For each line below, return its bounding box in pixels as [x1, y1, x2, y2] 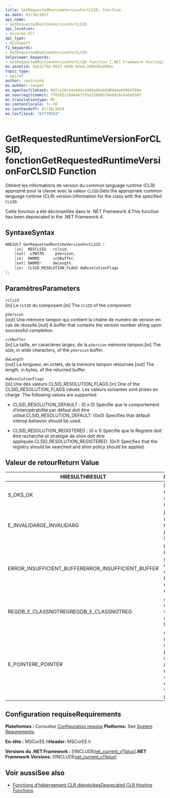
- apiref [5, 74, 24, 79]
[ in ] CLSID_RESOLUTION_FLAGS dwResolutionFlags [14, 265, 119, 271]
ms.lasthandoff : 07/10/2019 [5, 107, 65, 112]
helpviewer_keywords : [5, 54, 51, 60]
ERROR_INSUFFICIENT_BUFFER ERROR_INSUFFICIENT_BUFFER [8, 565, 159, 572]
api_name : [5, 17, 26, 22]
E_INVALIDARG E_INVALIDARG [8, 522, 79, 529]
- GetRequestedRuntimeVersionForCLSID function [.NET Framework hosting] [5, 59, 164, 64]
